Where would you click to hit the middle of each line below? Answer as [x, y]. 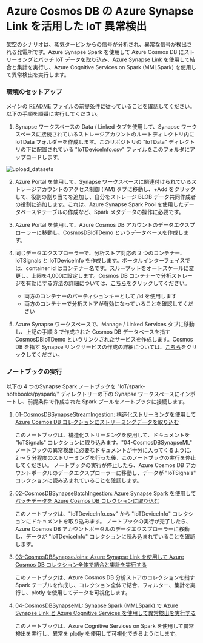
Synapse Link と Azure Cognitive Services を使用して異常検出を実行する [105, 613]
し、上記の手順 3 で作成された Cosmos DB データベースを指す [93, 332]
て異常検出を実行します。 [38, 75]
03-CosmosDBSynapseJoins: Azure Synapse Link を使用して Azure [99, 557]
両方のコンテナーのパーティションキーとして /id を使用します [100, 296]
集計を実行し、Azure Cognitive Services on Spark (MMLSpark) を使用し [107, 67]
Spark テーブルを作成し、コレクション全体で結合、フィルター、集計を [103, 585]
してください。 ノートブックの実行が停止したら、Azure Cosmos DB [99, 465]
